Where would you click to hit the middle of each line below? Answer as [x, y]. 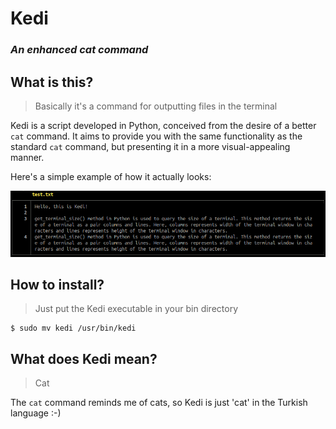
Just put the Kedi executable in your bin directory [136, 309]
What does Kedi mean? [84, 358]
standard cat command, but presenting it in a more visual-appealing [150, 146]
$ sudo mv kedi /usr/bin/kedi [73, 328]
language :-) [36, 413]
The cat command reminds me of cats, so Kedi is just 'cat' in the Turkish [159, 403]
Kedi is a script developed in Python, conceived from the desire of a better [163, 125]
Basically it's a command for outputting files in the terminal [156, 106]
